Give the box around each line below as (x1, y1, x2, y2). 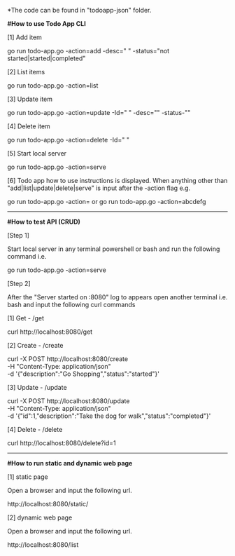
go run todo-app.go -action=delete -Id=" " (7, 136, 129, 144)
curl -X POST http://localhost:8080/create (7, 355, 128, 363)
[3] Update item (7, 95, 53, 103)
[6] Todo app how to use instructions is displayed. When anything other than (7, 177, 228, 184)
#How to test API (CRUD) (7, 217, 80, 226)
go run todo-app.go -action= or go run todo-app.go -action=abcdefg (7, 198, 206, 205)
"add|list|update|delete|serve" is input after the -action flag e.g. (7, 184, 191, 192)
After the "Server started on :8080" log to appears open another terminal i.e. (7, 293, 228, 301)
